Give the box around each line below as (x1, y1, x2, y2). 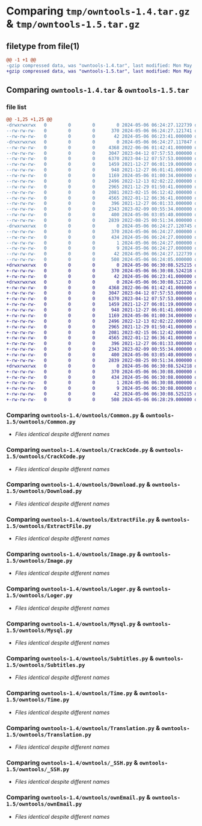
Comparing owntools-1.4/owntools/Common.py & (6, 411, 145, 419)
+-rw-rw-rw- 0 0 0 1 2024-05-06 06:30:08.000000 (6, 380, 192, 386)
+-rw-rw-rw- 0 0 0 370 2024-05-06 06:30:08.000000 (6, 369, 192, 375)
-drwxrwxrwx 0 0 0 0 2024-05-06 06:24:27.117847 (6, 139, 192, 145)
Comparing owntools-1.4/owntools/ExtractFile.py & (6, 515, 161, 524)
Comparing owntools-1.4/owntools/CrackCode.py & (6, 446, 155, 454)
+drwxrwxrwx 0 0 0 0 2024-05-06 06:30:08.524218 (6, 363, 192, 369)
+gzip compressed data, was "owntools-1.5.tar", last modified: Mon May (6, 68, 192, 74)
